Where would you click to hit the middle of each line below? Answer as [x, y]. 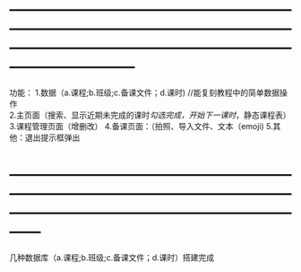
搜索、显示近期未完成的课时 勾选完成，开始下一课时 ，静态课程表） [169, 115]
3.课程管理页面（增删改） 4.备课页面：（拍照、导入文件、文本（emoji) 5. [141, 126]
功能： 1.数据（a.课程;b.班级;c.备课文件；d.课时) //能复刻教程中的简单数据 [145, 92]
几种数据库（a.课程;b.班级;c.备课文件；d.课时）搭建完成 [112, 257]
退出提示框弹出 [52, 137]
